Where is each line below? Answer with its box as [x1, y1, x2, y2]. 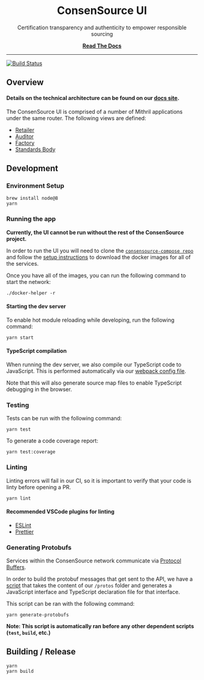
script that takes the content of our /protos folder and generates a [6, 582, 172, 589]
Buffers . [6, 564, 26, 571]
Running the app [6, 214, 56, 223]
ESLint [15, 522, 32, 529]
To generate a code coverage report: [6, 437, 98, 445]
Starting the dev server [6, 303, 66, 310]
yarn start [6, 335, 34, 341]
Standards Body [15, 146, 56, 153]
